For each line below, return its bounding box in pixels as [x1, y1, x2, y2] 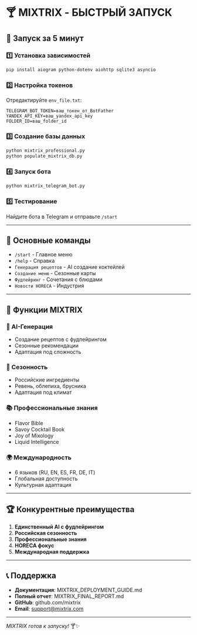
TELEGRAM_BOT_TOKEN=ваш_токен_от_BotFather [6, 108, 114, 114]
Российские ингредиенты [14, 376, 80, 383]
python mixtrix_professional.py [6, 148, 85, 154]
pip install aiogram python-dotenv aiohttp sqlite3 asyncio [6, 66, 157, 72]
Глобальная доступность [14, 475, 78, 482]
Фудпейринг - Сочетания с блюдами [14, 276, 103, 283]
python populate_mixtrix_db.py [6, 153, 83, 159]
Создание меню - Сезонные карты [14, 270, 96, 277]
